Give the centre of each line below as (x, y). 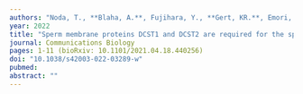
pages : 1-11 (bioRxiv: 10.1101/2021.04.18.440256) (106, 51)
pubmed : (24, 68)
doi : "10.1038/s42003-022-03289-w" (76, 59)
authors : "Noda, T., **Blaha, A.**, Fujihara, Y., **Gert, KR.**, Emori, (151, 17)
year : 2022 (30, 26)
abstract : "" (34, 76)
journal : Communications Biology (72, 43)
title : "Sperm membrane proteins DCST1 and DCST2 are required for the (147, 34)
